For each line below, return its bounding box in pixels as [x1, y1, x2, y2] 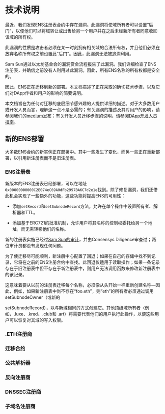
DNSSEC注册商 [5, 388, 41, 395]
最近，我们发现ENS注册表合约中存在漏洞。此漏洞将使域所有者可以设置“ [5, 22, 149, 28]
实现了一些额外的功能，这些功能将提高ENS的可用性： [18, 193, 126, 199]
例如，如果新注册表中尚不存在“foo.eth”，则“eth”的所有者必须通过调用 [13, 288, 154, 294]
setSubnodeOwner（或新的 [5, 294, 60, 300]
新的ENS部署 [5, 135, 44, 143]
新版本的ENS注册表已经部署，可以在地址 [5, 181, 87, 187]
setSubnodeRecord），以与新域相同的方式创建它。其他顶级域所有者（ [5, 305, 145, 311]
